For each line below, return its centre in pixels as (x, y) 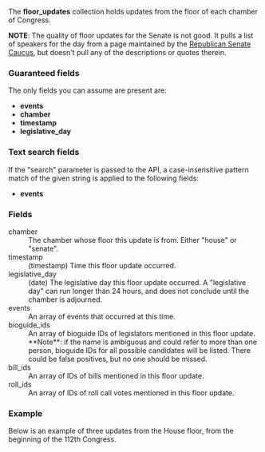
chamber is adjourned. (65, 299)
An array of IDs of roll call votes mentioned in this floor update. (131, 393)
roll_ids (20, 384)
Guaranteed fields (44, 73)
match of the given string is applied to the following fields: (104, 178)
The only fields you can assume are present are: (88, 90)
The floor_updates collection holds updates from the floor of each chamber (133, 12)
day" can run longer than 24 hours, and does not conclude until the (139, 291)
